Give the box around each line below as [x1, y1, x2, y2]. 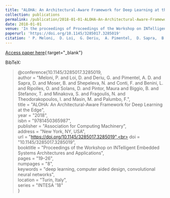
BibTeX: [5, 59, 21, 65]
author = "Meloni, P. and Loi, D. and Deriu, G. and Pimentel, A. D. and [17, 74, 161, 81]
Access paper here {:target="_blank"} [5, 49, 83, 56]
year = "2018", [17, 112, 48, 118]
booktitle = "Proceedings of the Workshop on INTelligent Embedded [17, 144, 160, 150]
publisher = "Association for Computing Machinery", [17, 123, 126, 129]
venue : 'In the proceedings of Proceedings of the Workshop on [5, 26, 142, 31]
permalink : [5, 17, 28, 22]
